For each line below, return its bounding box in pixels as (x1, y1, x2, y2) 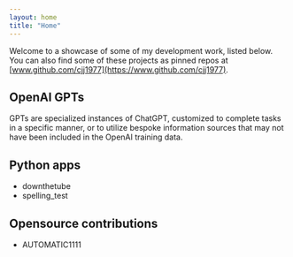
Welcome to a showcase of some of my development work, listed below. (9, 45, 274, 56)
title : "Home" (9, 21, 62, 30)
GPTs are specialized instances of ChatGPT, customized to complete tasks (9, 113, 281, 124)
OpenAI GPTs (9, 89, 85, 104)
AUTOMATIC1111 (21, 239, 81, 250)
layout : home (9, 12, 58, 22)
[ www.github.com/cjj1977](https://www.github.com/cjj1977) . (9, 64, 228, 75)
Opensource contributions (9, 215, 158, 231)
